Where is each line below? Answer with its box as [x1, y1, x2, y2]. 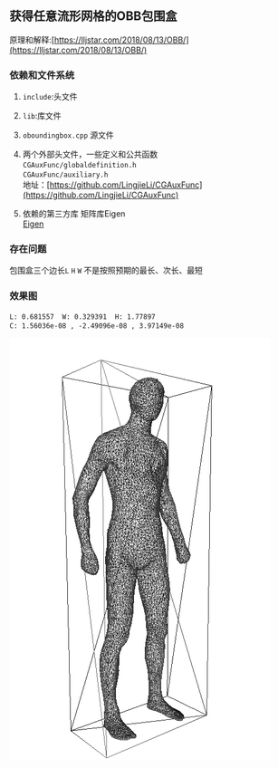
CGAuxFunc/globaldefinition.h [22, 161, 138, 170]
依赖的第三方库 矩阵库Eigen [22, 208, 126, 219]
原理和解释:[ [9, 34, 55, 45]
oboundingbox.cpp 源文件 [22, 130, 115, 140]
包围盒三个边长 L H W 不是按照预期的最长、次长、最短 [9, 265, 204, 276]
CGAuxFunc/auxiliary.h [22, 170, 109, 179]
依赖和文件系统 [9, 69, 75, 82]
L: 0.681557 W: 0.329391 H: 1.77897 [9, 312, 156, 322]
